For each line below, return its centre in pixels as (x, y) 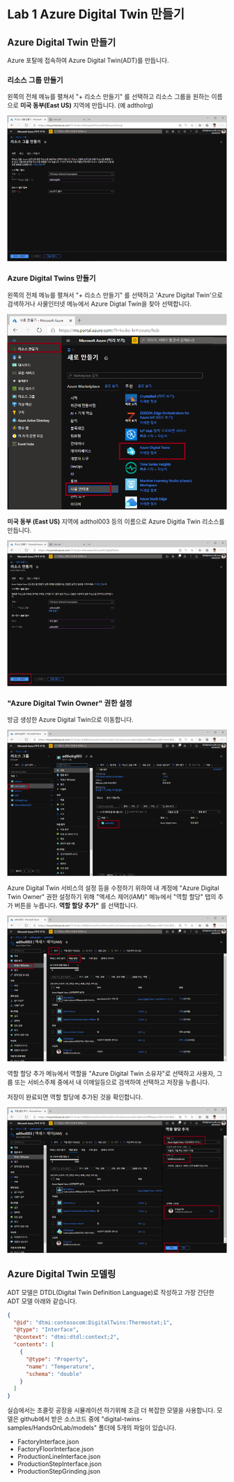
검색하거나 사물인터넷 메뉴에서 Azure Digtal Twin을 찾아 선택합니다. (100, 304)
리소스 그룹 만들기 (36, 80)
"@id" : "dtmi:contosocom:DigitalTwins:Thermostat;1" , (93, 1322)
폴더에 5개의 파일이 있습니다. (138, 1428)
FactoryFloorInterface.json (55, 1449)
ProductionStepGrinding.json (59, 1472)
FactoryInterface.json (48, 1442)
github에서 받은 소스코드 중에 (60, 1419)
